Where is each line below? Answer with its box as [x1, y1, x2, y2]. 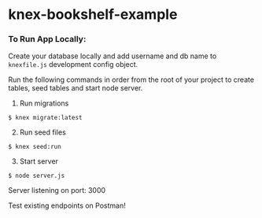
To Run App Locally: [8, 34, 87, 45]
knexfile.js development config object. [8, 60, 138, 69]
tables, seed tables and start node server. [8, 83, 143, 93]
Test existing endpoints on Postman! [8, 201, 126, 210]
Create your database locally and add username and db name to [8, 51, 217, 61]
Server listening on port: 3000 [8, 186, 106, 195]
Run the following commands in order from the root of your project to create [8, 75, 254, 84]
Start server [19, 157, 59, 166]
